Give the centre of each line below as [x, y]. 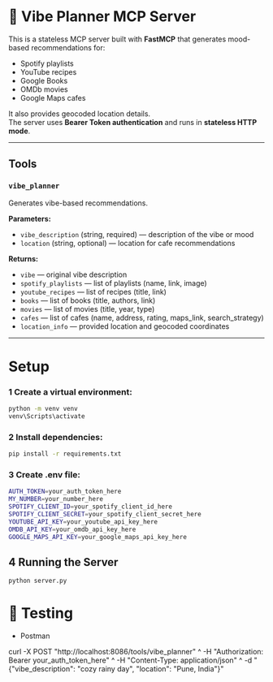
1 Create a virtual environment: [70, 391]
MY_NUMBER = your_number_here [56, 499]
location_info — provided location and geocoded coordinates [125, 326]
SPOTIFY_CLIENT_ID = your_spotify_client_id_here [91, 507]
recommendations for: [68, 47]
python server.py [38, 581]
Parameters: [30, 218]
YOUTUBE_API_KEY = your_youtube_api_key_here [83, 522]
